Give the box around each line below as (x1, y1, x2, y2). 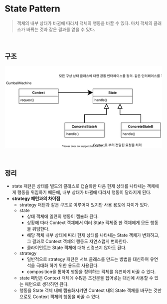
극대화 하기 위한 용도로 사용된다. (36, 262, 99, 268)
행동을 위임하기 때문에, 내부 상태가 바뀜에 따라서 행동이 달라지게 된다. (17, 189, 152, 195)
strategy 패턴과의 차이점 (11, 195, 60, 201)
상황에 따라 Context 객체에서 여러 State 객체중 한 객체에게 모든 (26, 219, 150, 225)
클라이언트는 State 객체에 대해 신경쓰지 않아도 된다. (26, 244, 127, 250)
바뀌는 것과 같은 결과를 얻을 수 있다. (26, 26, 96, 32)
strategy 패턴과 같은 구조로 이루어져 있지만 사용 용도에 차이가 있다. (19, 202, 150, 208)
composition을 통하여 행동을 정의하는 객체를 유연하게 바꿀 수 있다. (26, 268, 156, 275)
